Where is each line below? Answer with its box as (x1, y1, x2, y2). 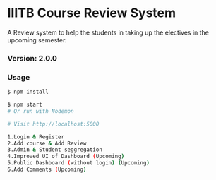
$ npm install (7, 88, 49, 96)
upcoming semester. (7, 35, 67, 44)
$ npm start (7, 101, 42, 109)
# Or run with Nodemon (7, 107, 74, 114)
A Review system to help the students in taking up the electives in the (7, 28, 210, 37)
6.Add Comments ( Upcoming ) (7, 166, 87, 174)
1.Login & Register (7, 133, 65, 140)
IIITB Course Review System (7, 5, 176, 21)
